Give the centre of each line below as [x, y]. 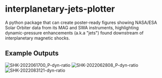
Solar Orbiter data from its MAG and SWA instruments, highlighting [72, 27]
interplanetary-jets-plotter [60, 9]
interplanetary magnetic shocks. [38, 38]
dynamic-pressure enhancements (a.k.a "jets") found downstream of [74, 33]
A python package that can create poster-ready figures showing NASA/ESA [81, 22]
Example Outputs [32, 53]
